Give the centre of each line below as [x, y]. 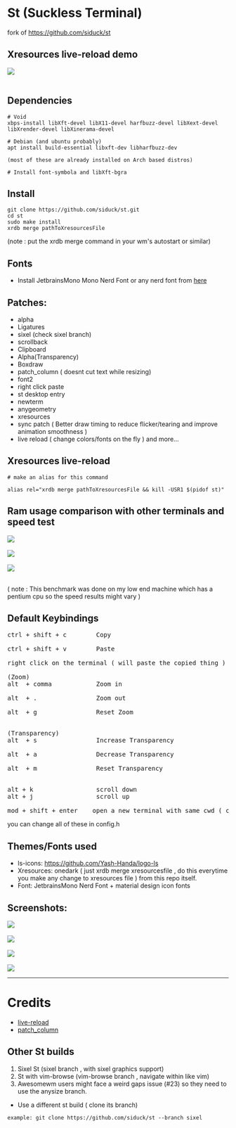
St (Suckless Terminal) [75, 13]
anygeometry [37, 409]
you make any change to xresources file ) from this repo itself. [107, 878]
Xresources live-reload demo [73, 55]
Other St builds [41, 1052]
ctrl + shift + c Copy [59, 635]
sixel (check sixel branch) [54, 334]
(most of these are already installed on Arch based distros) [100, 160]
